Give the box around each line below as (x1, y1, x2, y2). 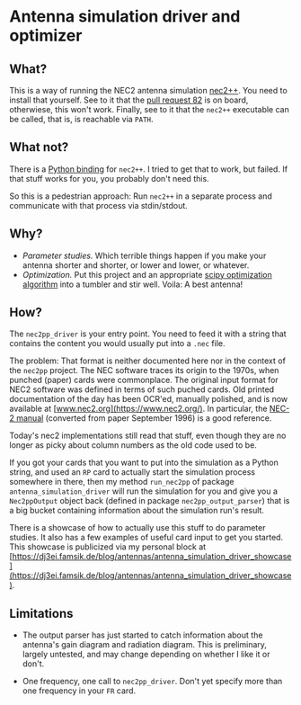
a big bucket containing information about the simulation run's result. (9, 505, 265, 516)
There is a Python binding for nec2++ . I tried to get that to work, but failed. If (9, 164, 288, 174)
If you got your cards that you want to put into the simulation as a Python (9, 457, 279, 469)
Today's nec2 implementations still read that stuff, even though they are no (9, 430, 287, 442)
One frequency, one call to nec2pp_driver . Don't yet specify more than (22, 676, 283, 687)
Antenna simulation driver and (9, 6, 241, 27)
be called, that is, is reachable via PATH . (9, 114, 155, 124)
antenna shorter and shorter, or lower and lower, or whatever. (22, 259, 250, 271)
